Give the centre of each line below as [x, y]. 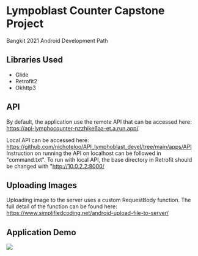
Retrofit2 [26, 81]
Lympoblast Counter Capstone [86, 11]
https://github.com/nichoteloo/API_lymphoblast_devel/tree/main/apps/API [99, 146]
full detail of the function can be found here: [62, 206]
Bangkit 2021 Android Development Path [57, 40]
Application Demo [41, 232]
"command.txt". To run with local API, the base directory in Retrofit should [99, 159]
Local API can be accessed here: [48, 140]
